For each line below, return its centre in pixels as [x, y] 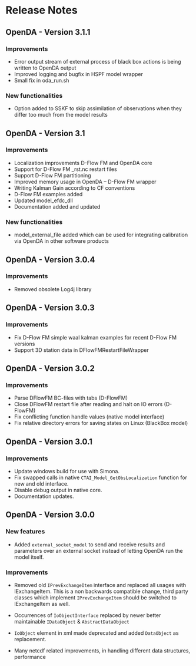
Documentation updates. [44, 496]
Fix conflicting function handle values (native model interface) [89, 417]
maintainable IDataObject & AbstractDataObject [72, 621]
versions [24, 344]
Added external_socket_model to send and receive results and [89, 544]
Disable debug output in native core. [58, 490]
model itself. [29, 557]
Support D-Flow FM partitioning [53, 175]
